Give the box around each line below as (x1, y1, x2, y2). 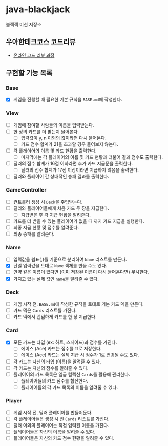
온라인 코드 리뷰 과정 (13, 52, 55, 58)
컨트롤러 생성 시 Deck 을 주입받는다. (13, 199, 83, 205)
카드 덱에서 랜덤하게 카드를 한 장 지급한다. (13, 314, 97, 320)
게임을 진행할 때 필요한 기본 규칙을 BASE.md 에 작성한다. (13, 96, 122, 103)
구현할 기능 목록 (6, 69, 53, 77)
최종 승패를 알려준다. (13, 230, 55, 237)
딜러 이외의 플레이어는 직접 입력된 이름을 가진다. (13, 422, 109, 429)
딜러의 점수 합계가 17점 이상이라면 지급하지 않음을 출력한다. (20, 167, 139, 173)
